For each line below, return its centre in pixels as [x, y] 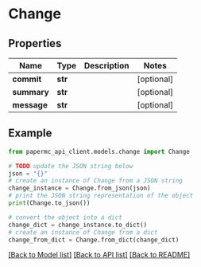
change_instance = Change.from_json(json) [79, 188]
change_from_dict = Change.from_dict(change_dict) [94, 240]
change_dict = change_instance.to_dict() [78, 225]
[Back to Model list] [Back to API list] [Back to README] [99, 255]
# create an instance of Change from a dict [83, 232]
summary [31, 92]
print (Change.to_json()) [49, 203]
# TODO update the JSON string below [71, 166]
